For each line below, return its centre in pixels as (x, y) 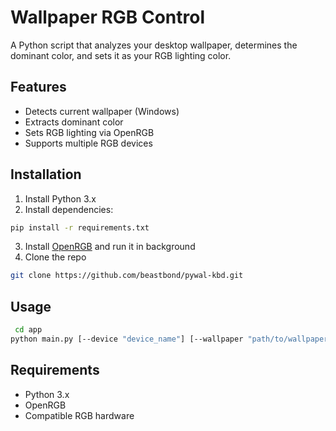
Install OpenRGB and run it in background (110, 247)
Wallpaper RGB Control (108, 17)
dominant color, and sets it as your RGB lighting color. (121, 55)
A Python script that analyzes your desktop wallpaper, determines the (154, 45)
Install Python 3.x (60, 198)
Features (38, 87)
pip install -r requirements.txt (80, 227)
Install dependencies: (69, 209)
